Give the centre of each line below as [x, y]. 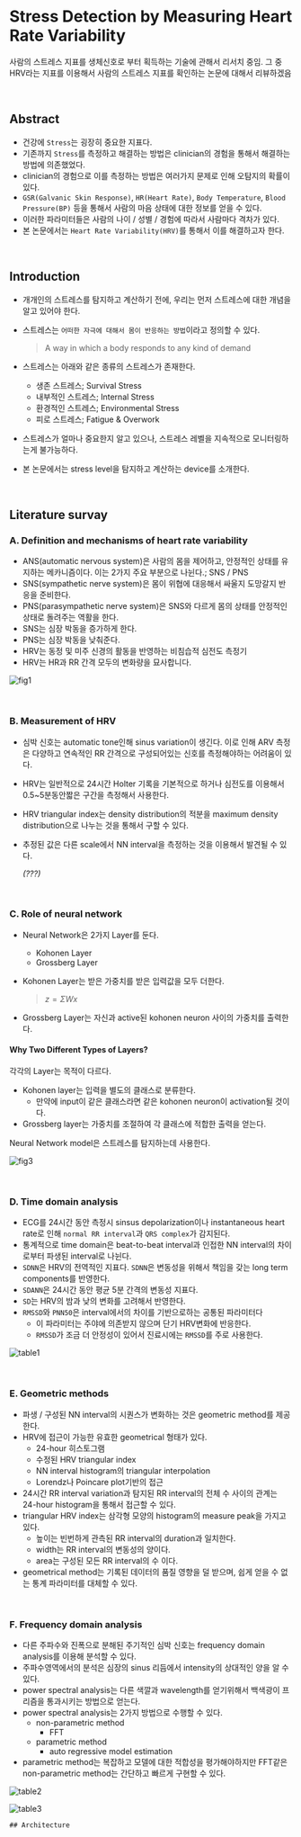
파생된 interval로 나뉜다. [89, 1256]
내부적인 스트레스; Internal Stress [95, 397]
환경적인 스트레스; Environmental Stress [107, 408]
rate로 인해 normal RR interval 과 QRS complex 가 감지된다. [126, 1233]
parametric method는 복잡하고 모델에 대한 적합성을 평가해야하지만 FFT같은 [155, 1761]
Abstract [35, 119]
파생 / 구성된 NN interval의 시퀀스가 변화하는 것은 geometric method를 [148, 1414]
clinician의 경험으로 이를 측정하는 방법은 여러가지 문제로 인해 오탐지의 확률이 [156, 175]
